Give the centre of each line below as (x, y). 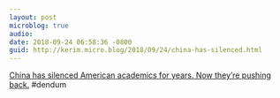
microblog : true (39, 26)
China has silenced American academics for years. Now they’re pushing (140, 75)
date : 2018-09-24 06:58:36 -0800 (71, 42)
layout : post (33, 17)
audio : (21, 34)
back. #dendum (38, 85)
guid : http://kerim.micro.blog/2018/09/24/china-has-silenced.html (136, 50)
